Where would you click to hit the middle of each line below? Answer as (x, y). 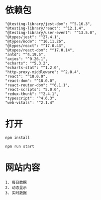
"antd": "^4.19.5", (25, 54)
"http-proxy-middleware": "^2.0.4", (43, 72)
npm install (17, 137)
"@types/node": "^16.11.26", (35, 41)
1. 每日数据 (16, 182)
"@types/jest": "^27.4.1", (33, 37)
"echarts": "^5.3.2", (28, 63)
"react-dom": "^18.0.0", (31, 80)
